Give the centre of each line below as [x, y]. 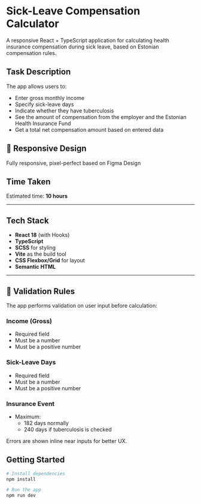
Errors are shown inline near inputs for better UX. [67, 441]
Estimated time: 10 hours [37, 196]
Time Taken [28, 182]
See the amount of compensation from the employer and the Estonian [100, 117]
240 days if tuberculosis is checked [68, 429]
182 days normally [46, 423]
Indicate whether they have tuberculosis [64, 110]
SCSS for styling [35, 248]
